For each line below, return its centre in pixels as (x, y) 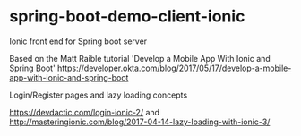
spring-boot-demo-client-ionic (127, 17)
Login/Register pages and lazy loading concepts (99, 95)
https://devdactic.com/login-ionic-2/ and (84, 112)
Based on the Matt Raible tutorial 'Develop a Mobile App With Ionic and (140, 58)
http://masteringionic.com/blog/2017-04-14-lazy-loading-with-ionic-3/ (140, 122)
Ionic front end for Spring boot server (78, 41)
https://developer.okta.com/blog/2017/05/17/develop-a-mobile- (174, 68)
